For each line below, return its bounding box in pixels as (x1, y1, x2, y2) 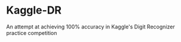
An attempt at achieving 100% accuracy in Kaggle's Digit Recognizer (6, 23, 175, 30)
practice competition (6, 29, 57, 36)
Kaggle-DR (6, 4, 62, 17)
